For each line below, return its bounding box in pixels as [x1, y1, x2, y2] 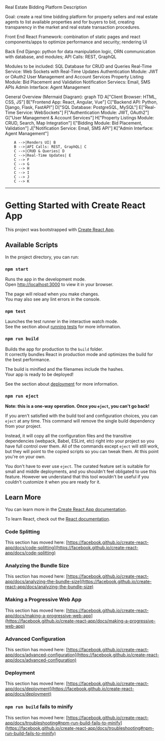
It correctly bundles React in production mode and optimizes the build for [5, 351, 153, 357]
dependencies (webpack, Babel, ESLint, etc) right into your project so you [5, 438, 155, 444]
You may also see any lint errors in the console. [5, 296, 101, 302]
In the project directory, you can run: [5, 254, 79, 260]
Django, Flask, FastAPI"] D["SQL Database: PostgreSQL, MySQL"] [5, 105, 138, 110]
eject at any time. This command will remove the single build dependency [5, 418, 155, 423]
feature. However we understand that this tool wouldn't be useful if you [5, 473, 149, 480]
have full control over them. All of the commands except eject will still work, [5, 443, 159, 449]
